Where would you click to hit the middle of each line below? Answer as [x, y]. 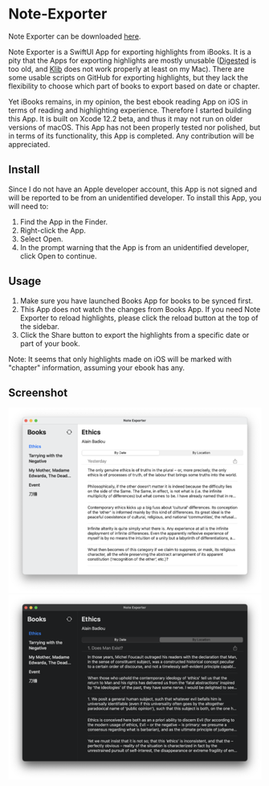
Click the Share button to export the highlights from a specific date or [134, 335]
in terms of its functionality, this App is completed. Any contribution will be [131, 136]
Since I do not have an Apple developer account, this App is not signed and [133, 189]
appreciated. [29, 144]
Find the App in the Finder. [64, 221]
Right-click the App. [53, 230]
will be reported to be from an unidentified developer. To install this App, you [135, 197]
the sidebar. [40, 326]
